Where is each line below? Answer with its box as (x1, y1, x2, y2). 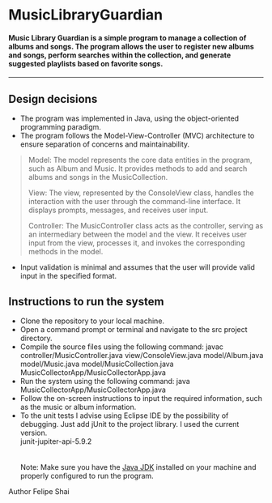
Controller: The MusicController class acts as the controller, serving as (28, 221, 264, 231)
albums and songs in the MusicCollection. (28, 173, 168, 182)
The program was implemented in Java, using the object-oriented (19, 113, 240, 123)
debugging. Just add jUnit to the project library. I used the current (19, 420, 240, 429)
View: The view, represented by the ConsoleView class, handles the (28, 188, 254, 198)
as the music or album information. (19, 403, 137, 412)
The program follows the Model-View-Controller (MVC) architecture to (19, 131, 255, 141)
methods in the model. (28, 247, 104, 257)
